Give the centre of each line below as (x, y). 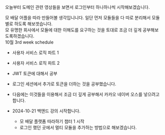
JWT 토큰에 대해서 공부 (35, 73)
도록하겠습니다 (19, 36)
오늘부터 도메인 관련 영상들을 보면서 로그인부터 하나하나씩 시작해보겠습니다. (78, 7)
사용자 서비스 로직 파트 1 (35, 53)
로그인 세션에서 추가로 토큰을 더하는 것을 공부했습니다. (64, 84)
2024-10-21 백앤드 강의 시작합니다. (46, 111)
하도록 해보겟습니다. (33, 24)
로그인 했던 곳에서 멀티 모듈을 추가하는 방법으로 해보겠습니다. (78, 127)
